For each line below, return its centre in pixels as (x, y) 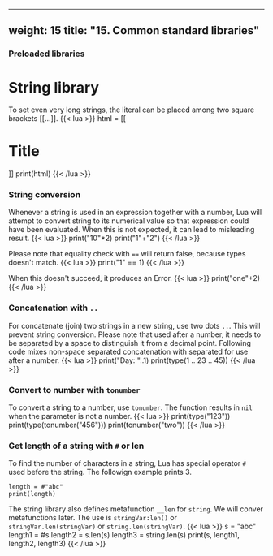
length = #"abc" (36, 487)
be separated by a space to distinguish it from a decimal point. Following (130, 343)
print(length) (32, 494)
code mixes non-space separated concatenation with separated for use (128, 351)
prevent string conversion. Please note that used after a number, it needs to (135, 334)
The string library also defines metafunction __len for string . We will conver (136, 509)
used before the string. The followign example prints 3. (100, 472)
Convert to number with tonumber (74, 390)
